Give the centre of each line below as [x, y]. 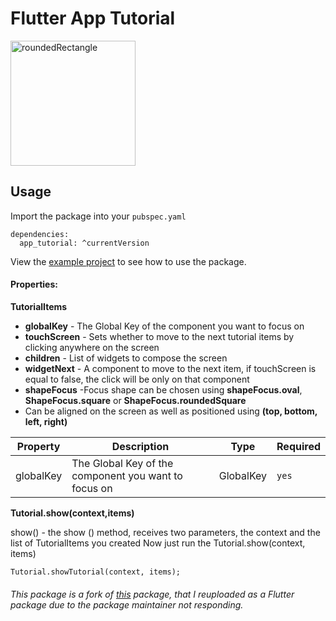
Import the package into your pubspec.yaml [98, 216]
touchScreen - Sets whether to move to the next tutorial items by [159, 336]
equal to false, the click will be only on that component [137, 379]
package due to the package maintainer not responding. [127, 604]
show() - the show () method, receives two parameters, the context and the [165, 532]
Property [38, 446]
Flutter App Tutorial [93, 18]
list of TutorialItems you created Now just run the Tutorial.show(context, [158, 543]
